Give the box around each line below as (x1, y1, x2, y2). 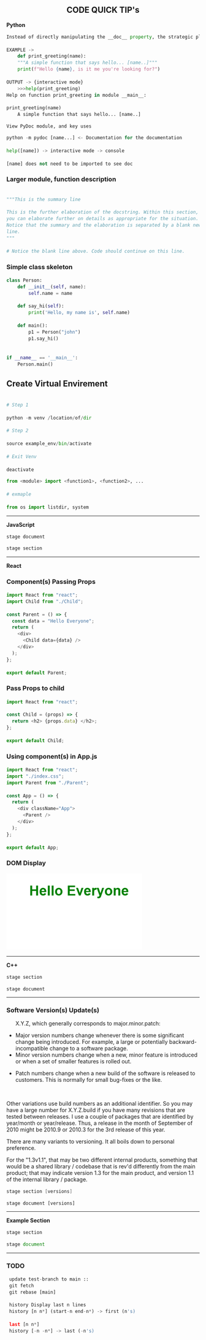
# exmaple (6, 491, 32, 497)
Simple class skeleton (6, 262, 73, 271)
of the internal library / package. (6, 1176, 88, 1183)
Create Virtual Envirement (6, 378, 109, 389)
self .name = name (28, 290, 72, 296)
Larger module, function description (6, 175, 116, 183)
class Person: (6, 277, 43, 283)
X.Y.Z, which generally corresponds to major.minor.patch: (15, 1019, 161, 1027)
